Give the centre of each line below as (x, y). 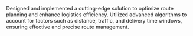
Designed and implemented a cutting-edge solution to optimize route (90, 8)
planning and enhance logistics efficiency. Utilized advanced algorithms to (97, 15)
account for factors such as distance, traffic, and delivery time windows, (94, 21)
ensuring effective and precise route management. (68, 27)
